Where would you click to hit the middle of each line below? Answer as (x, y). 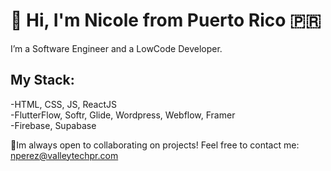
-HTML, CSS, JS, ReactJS (64, 104)
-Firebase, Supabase (53, 125)
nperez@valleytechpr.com (64, 155)
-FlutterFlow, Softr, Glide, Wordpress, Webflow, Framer (123, 115)
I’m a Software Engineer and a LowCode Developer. (116, 48)
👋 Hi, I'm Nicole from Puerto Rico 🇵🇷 (166, 20)
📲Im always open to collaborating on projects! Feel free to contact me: (155, 145)
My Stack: (42, 80)
